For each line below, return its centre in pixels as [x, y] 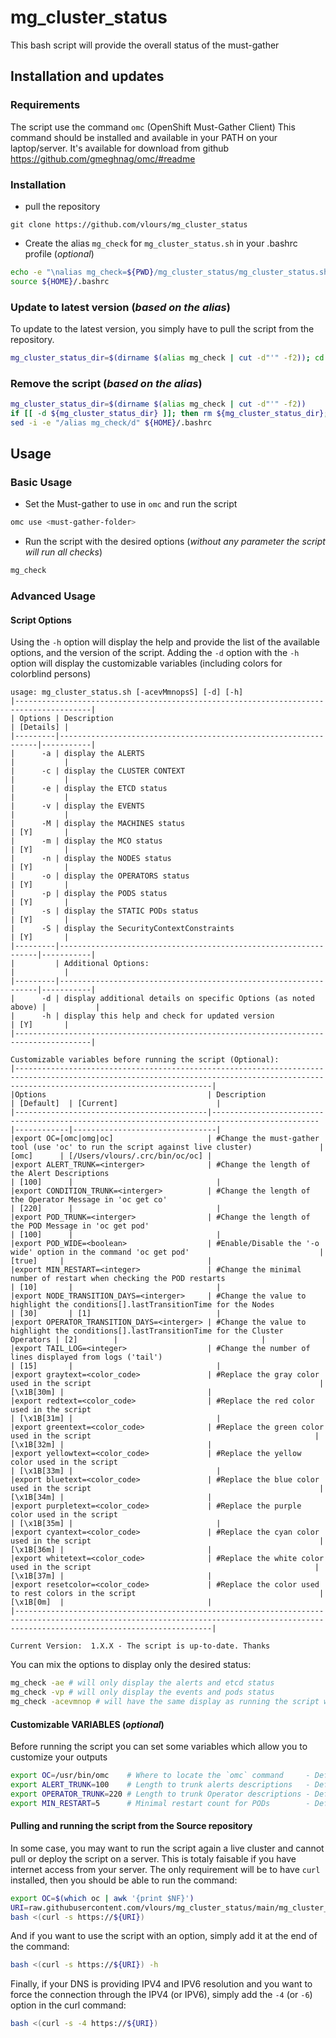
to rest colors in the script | [167, 1594]
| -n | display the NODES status [91, 859]
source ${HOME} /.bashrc [60, 281]
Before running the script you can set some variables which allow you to [159, 1747]
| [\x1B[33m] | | [116, 1471]
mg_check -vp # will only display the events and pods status [142, 1692]
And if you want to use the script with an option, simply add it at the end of [164, 1936]
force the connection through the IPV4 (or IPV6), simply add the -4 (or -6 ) [161, 1995]
